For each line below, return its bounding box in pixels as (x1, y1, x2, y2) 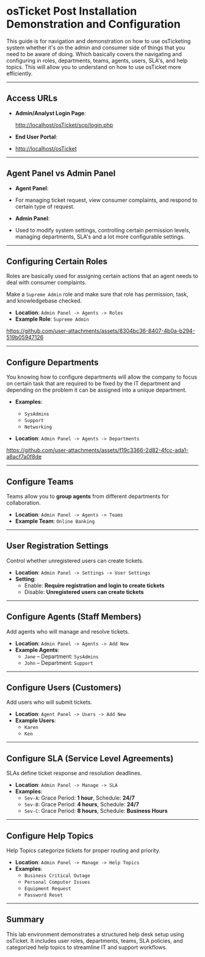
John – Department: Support (24, 659, 93, 666)
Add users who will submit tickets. (6, 698, 93, 706)
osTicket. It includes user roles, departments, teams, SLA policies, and (6, 937, 183, 944)
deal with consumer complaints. (6, 279, 87, 286)
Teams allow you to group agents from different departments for (6, 493, 169, 500)
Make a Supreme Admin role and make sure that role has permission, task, (6, 291, 189, 298)
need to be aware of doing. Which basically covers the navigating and (6, 50, 182, 57)
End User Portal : (15, 133, 58, 140)
